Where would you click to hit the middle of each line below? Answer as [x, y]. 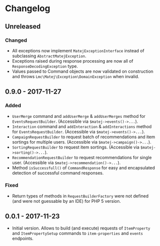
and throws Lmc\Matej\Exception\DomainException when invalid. [76, 76]
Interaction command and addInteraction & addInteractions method [82, 126]
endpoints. [23, 238]
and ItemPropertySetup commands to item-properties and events [77, 233]
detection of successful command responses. [58, 173]
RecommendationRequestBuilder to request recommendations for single [82, 157]
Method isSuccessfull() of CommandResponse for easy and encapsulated [83, 167]
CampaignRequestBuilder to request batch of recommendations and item [83, 137]
